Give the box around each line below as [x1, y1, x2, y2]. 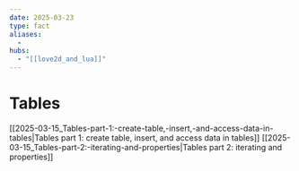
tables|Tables [9, 132, 60, 143]
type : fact [9, 21, 50, 30]
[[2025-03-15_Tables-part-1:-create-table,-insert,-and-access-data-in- [9, 123, 274, 133]
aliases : [9, 30, 42, 38]
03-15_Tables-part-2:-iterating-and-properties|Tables [9, 141, 208, 152]
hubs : [9, 47, 30, 56]
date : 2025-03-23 [9, 13, 75, 22]
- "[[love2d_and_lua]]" [17, 55, 106, 64]
